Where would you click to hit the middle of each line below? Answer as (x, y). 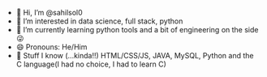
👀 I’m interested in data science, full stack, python (99, 21)
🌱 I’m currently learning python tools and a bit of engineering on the (129, 30)
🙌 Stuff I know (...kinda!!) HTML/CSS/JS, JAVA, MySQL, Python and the (135, 56)
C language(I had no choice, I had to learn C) (91, 64)
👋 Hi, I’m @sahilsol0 (49, 13)
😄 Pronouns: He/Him (52, 47)
